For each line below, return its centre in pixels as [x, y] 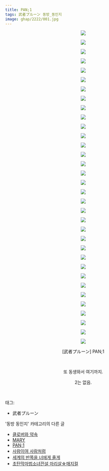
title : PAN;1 [19, 10]
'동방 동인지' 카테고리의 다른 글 [35, 424]
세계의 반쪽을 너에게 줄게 [36, 458]
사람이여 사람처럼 [29, 451]
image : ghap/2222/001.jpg [32, 19]
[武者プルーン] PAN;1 [83, 351]
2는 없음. [83, 382]
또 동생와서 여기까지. [83, 372]
